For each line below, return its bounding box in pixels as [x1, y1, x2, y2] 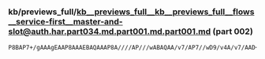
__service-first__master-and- [8, 16, 124, 27]
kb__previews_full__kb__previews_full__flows [76, 6, 255, 17]
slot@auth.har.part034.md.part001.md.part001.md [8, 26, 211, 37]
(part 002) [212, 26, 254, 37]
